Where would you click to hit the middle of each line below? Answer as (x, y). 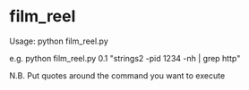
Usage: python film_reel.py (59, 41)
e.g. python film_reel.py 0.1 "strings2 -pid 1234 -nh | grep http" (125, 58)
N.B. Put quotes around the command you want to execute (117, 75)
